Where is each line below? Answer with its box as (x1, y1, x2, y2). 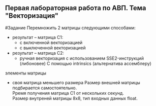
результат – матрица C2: (12, 50, 64, 56)
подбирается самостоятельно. (12, 85, 77, 91)
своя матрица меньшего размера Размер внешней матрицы (12, 79, 140, 85)
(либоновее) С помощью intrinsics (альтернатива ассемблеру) (19, 60, 152, 66)
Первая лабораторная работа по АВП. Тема (5, 4, 147, 12)
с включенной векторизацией (19, 39, 83, 45)
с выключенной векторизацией (19, 44, 86, 51)
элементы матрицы (5, 70, 47, 76)
